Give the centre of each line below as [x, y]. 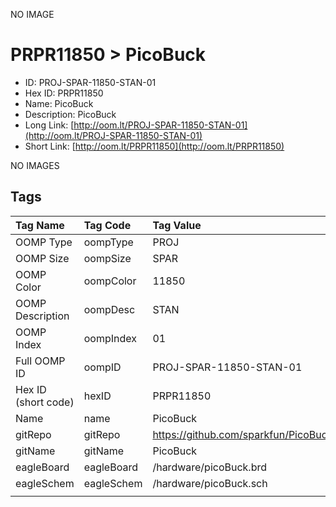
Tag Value [177, 225]
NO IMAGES [35, 165]
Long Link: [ [49, 125]
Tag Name [40, 225]
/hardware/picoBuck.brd [210, 467]
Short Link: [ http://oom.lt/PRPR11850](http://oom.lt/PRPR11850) [154, 146]
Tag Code [107, 225]
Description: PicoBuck [70, 114]
